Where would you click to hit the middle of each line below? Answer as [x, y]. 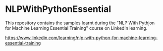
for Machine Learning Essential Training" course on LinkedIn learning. [76, 28]
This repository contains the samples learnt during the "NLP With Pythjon [80, 23]
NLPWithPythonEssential [58, 9]
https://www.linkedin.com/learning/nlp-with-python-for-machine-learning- [81, 38]
